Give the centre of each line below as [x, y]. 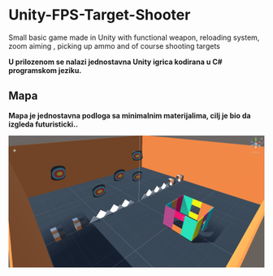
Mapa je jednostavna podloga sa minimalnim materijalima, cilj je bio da [130, 115]
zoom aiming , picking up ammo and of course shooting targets [115, 45]
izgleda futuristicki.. [43, 124]
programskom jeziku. [45, 70]
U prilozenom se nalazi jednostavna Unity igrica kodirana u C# [115, 62]
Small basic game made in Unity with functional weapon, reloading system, [134, 37]
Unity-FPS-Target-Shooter [100, 15]
